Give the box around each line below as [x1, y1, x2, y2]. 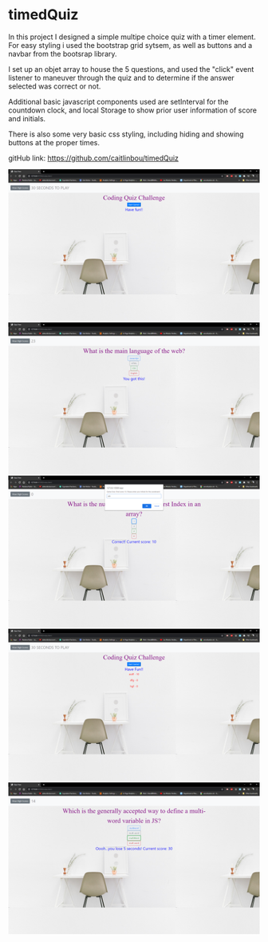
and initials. [8, 113, 46, 123]
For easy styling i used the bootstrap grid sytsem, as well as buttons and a [8, 40, 253, 49]
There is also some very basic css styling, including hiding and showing [8, 129, 244, 139]
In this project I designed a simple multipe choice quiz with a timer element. [8, 32, 257, 42]
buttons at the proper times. [8, 137, 100, 147]
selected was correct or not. [8, 81, 101, 91]
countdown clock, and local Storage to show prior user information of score [8, 105, 258, 115]
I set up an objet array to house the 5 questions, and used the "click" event [8, 64, 254, 73]
